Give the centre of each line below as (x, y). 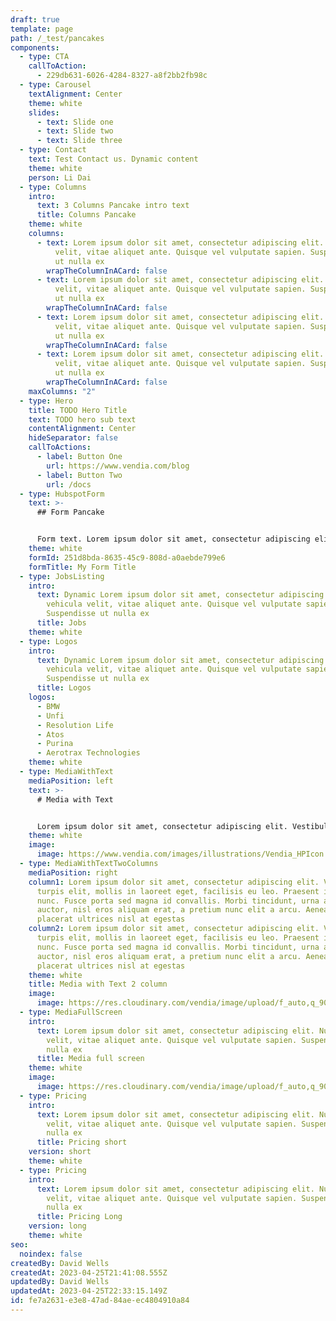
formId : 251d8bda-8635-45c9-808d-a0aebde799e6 (127, 557)
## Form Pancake (70, 512)
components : (35, 47)
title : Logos (64, 688)
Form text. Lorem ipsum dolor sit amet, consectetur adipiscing (173, 539)
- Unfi (50, 716)
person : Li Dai (60, 177)
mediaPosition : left (71, 781)
